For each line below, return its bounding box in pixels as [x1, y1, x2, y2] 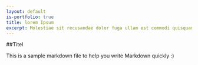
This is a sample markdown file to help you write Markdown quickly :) [6, 52, 174, 59]
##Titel [6, 41, 24, 48]
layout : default [6, 8, 46, 15]
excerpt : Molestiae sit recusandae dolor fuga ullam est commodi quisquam [6, 25, 194, 31]
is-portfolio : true [6, 14, 54, 20]
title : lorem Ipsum [6, 19, 54, 25]
